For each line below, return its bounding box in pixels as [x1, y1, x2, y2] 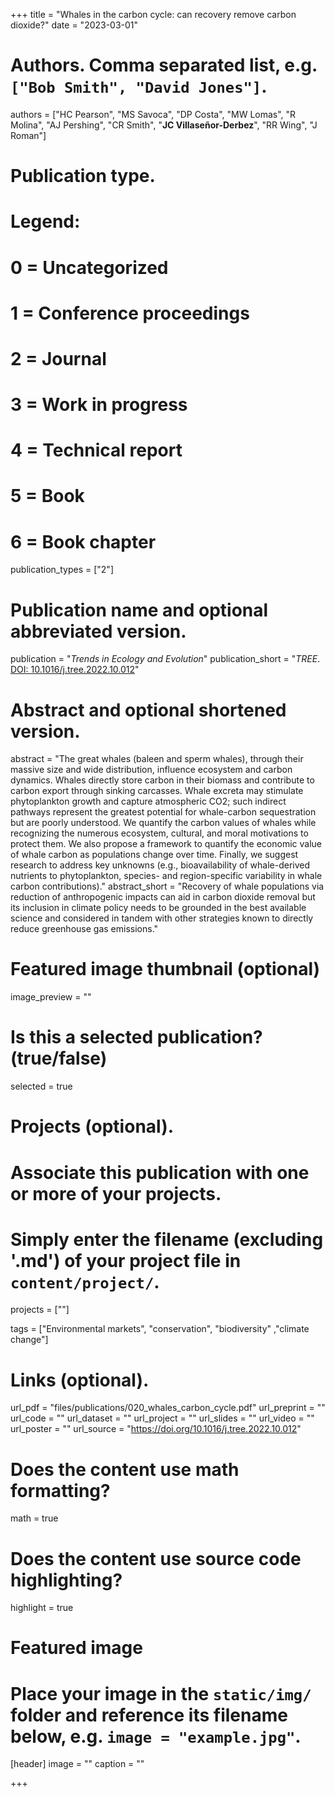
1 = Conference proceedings [10, 302, 250, 324]
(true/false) [10, 1047, 108, 1070]
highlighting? [10, 1569, 123, 1591]
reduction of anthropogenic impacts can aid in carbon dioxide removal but [10, 891, 316, 903]
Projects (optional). [10, 1115, 175, 1138]
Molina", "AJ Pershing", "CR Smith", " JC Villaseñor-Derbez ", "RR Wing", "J [10, 119, 318, 131]
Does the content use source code [10, 1547, 302, 1570]
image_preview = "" [10, 991, 92, 1003]
